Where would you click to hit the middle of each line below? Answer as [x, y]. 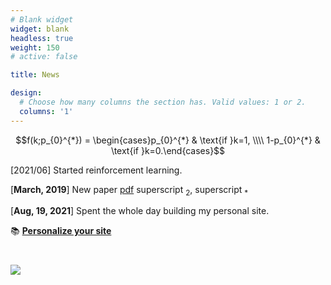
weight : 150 [35, 47]
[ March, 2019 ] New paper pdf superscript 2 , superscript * [129, 190]
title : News [35, 75]
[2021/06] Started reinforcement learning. [96, 170]
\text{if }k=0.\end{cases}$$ [168, 150]
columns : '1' [46, 111]
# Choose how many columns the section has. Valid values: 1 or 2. [163, 102]
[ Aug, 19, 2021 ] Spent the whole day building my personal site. [140, 211]
